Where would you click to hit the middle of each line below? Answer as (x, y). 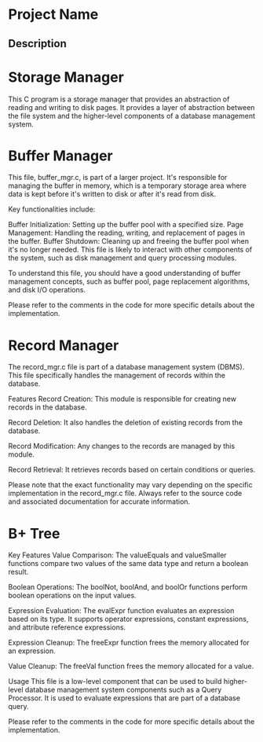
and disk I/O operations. (47, 290)
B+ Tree (34, 533)
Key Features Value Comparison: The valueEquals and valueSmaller (117, 555)
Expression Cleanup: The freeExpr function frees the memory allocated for (129, 643)
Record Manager (64, 345)
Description (37, 44)
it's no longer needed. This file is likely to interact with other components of (130, 250)
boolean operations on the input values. (72, 596)
